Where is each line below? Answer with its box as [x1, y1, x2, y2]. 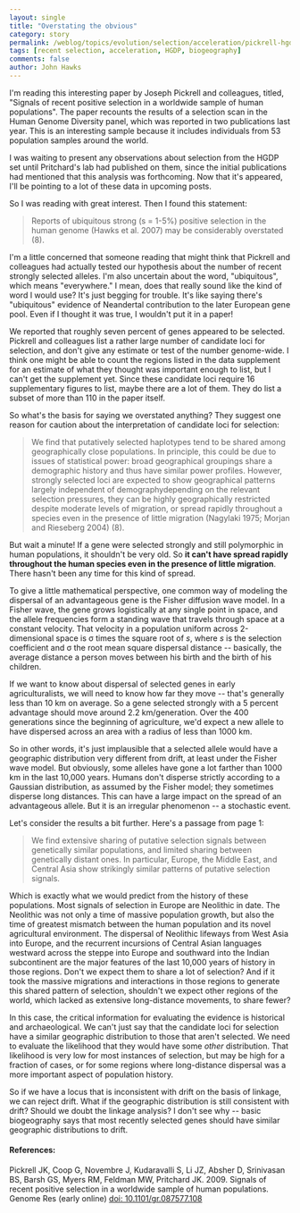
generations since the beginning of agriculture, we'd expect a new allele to [9, 716, 284, 727]
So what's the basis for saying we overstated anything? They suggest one [9, 409, 281, 420]
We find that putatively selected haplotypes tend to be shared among [30, 436, 286, 447]
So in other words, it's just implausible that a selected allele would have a [9, 743, 279, 754]
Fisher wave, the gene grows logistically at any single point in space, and [9, 604, 279, 615]
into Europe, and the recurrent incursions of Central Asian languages [9, 938, 262, 948]
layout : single [9, 13, 66, 22]
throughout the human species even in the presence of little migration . [9, 558, 277, 569]
